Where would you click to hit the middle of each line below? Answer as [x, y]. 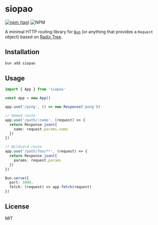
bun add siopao [20, 63]
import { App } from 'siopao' [36, 90]
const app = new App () [28, 98]
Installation [22, 52]
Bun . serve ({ [17, 178]
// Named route [20, 116]
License [17, 207]
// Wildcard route [23, 147]
